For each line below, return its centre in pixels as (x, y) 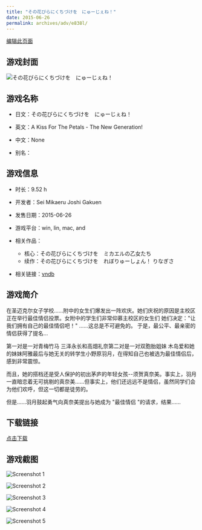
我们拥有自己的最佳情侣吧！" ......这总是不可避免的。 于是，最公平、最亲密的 (101, 325)
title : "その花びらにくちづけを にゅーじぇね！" (61, 12)
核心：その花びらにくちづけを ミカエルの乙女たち (88, 253)
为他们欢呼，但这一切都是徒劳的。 (49, 389)
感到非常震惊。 (25, 361)
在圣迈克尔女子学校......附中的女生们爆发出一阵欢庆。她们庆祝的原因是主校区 (101, 310)
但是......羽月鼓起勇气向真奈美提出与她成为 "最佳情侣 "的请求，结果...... (94, 402)
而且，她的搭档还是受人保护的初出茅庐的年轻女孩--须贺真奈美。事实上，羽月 (101, 374)
